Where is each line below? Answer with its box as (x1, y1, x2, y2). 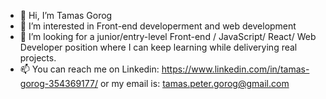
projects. (19, 52, 57, 64)
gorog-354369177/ (19, 78, 98, 89)
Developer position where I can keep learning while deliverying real (19, 41, 298, 53)
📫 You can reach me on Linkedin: (19, 63, 160, 75)
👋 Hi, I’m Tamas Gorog (19, 10, 113, 21)
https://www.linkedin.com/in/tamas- (161, 63, 310, 75)
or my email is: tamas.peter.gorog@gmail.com (99, 78, 290, 89)
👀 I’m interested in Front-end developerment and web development (19, 20, 297, 32)
